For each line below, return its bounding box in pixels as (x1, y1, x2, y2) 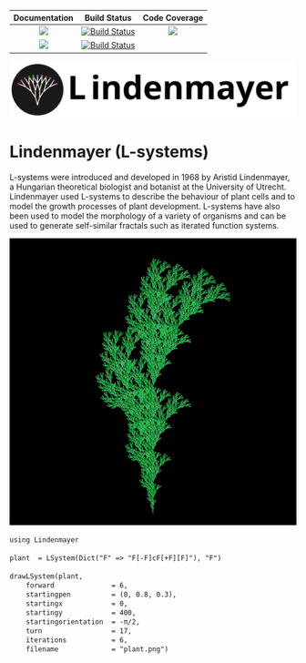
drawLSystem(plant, (9, 571, 84, 581)
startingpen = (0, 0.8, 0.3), (25, 589, 178, 599)
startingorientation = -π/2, (25, 617, 141, 627)
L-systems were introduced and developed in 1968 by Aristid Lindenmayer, (9, 171, 291, 182)
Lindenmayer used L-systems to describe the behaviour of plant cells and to (9, 190, 296, 201)
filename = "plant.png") (25, 644, 169, 654)
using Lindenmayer (9, 535, 79, 545)
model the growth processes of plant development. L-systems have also (9, 200, 280, 211)
